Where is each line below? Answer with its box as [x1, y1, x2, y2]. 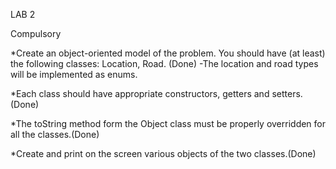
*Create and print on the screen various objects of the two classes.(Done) [10, 148, 317, 159]
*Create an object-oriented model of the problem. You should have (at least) [10, 47, 326, 59]
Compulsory [10, 28, 62, 39]
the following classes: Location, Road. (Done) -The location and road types [10, 58, 319, 69]
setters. [271, 88, 303, 99]
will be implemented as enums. [10, 69, 138, 80]
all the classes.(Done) [10, 129, 100, 140]
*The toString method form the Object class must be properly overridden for [10, 118, 327, 129]
